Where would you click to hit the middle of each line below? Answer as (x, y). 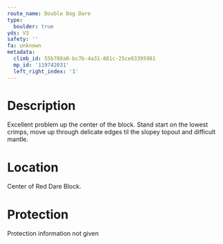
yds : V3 (18, 33)
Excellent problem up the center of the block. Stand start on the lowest (108, 124)
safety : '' (23, 39)
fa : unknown (24, 46)
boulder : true (33, 26)
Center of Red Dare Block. (44, 187)
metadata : (21, 53)
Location (33, 167)
